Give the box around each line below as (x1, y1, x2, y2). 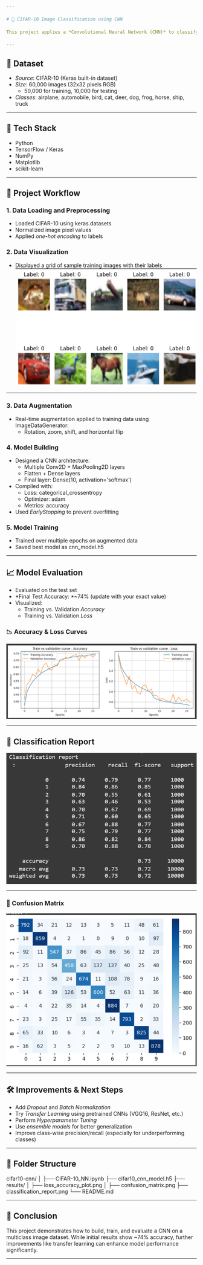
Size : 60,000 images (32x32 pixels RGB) (14, 80, 116, 88)
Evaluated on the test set (14, 587, 77, 594)
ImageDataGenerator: (14, 422, 69, 429)
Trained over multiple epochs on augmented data (14, 537, 138, 544)
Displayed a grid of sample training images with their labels (14, 262, 163, 269)
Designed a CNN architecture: (14, 457, 90, 464)
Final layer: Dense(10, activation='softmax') (24, 476, 132, 483)
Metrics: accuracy (24, 501, 69, 509)
